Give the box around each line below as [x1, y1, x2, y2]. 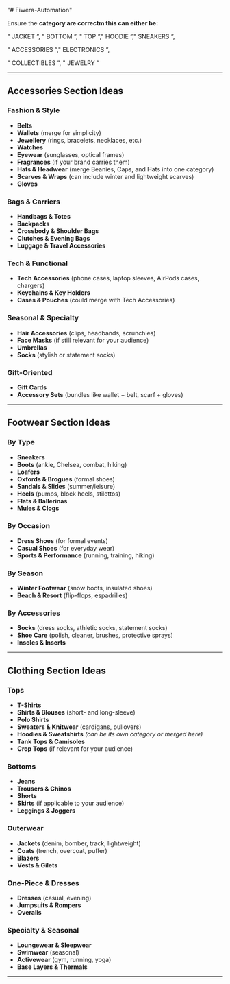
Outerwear [7, 824, 44, 833]
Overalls [16, 909, 42, 917]
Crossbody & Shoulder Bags [16, 226, 99, 235]
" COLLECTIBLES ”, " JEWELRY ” [7, 59, 100, 67]
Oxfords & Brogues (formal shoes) [16, 475, 115, 483]
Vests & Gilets [16, 861, 58, 869]
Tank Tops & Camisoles [16, 737, 86, 746]
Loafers [16, 468, 40, 476]
